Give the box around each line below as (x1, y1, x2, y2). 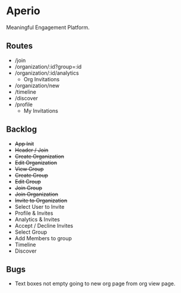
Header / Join (14, 146, 49, 154)
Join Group (14, 184, 43, 191)
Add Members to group (14, 234, 72, 241)
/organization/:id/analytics (14, 69, 79, 77)
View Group (14, 165, 44, 173)
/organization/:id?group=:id (14, 63, 82, 70)
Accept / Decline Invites (14, 222, 74, 229)
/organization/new (14, 82, 60, 89)
